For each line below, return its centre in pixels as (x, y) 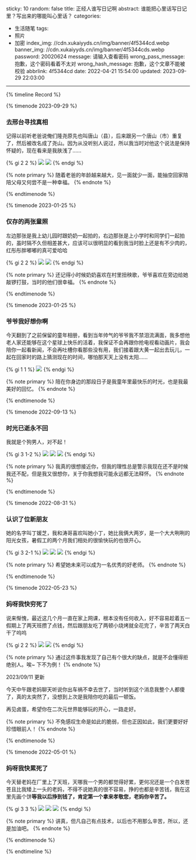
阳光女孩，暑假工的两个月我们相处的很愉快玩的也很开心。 (75, 541)
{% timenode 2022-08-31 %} (41, 503)
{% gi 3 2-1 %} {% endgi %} (51, 553)
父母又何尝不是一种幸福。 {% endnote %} (61, 183)
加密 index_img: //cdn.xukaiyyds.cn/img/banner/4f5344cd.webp (92, 43)
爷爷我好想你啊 (27, 321)
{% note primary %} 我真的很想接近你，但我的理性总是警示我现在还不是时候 (97, 466)
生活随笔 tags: (32, 28)
